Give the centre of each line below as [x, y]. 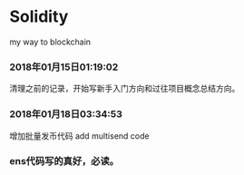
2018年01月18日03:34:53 [66, 114]
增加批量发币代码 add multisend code [79, 136]
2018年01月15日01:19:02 [64, 67]
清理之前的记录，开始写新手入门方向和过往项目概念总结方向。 [125, 89]
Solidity [39, 17]
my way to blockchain [50, 42]
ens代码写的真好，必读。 [64, 161]
